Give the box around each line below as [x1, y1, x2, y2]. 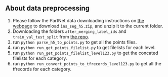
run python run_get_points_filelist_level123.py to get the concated [12, 50, 158, 56]
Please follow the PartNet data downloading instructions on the [12, 17, 144, 23]
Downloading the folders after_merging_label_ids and [12, 28, 127, 34]
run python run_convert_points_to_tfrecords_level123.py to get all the [12, 60, 162, 66]
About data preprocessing [5, 4, 90, 13]
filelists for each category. [12, 55, 67, 61]
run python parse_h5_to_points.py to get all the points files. [12, 39, 137, 45]
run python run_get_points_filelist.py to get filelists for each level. [12, 44, 156, 50]
